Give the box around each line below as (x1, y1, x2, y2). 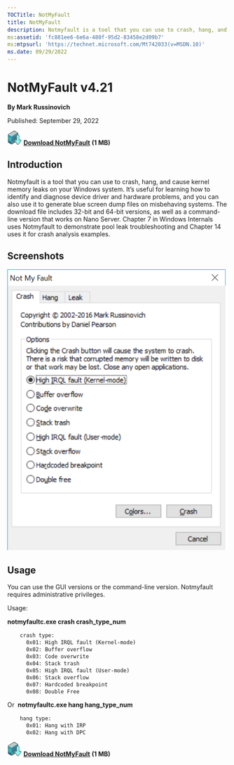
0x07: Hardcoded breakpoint (25, 681, 109, 688)
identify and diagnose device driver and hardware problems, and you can (7, 192, 219, 200)
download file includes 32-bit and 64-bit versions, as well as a (7, 207, 187, 216)
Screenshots (7, 250, 64, 262)
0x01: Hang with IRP (25, 722, 86, 729)
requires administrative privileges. (7, 591, 105, 599)
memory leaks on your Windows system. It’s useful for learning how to (7, 185, 211, 193)
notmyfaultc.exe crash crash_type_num (7, 617, 126, 626)
